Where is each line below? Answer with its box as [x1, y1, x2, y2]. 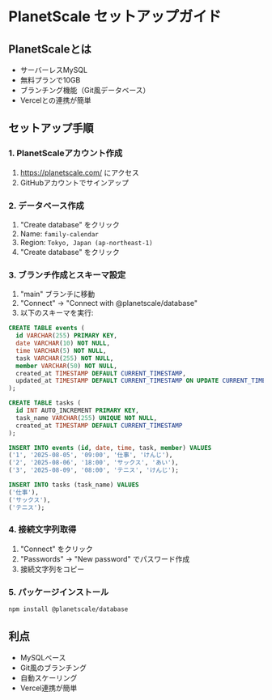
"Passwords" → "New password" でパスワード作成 [19, 554, 190, 563]
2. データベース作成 [8, 200, 85, 211]
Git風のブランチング [19, 663, 87, 672]
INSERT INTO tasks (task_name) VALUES [8, 481, 139, 490]
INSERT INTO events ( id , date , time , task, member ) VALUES [8, 443, 212, 452]
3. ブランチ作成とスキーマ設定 [8, 269, 126, 280]
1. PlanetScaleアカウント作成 [8, 147, 123, 159]
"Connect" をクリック [19, 544, 93, 554]
